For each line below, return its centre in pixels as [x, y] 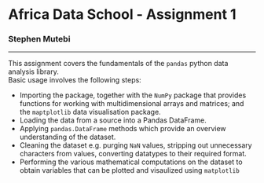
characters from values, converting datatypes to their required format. [133, 154]
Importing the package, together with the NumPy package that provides [133, 95]
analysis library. [33, 71]
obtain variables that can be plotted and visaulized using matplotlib [129, 170]
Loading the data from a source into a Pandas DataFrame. [113, 120]
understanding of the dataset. [68, 137]
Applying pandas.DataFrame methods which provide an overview [123, 129]
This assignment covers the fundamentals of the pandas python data [118, 64]
